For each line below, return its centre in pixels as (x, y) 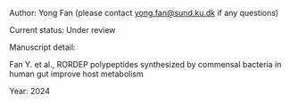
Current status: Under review (62, 30)
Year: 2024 (30, 91)
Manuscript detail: (42, 47)
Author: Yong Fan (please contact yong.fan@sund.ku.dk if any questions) (144, 13)
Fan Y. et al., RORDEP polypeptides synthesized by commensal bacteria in (145, 64)
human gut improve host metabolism (77, 74)
